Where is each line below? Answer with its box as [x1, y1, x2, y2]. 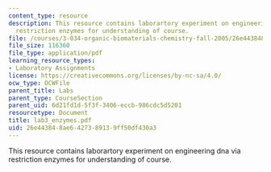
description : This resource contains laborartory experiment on [8, 19, 229, 27]
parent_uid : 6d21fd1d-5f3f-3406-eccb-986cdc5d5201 [8, 101, 182, 109]
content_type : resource [8, 11, 89, 20]
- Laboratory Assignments [8, 64, 95, 72]
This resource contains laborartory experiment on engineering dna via [8, 145, 241, 155]
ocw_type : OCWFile [8, 79, 70, 87]
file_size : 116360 [8, 42, 70, 50]
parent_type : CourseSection [8, 94, 103, 102]
